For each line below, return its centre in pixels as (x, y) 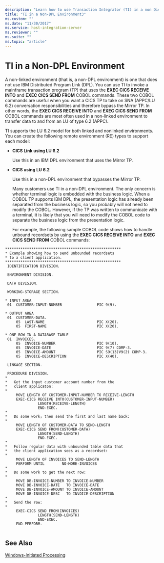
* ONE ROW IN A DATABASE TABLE (37, 335)
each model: (18, 141)
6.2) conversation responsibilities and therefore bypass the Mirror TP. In (77, 106)
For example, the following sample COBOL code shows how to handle (82, 229)
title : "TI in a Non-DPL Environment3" (46, 14)
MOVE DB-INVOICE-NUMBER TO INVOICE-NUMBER (60, 481)
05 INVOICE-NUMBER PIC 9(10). (67, 343)
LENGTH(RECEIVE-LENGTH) (62, 403)
